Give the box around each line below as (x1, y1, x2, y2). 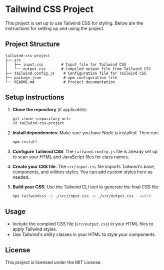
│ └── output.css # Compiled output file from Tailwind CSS (5, 66, 151, 71)
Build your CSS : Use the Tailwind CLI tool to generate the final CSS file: (12, 184, 160, 190)
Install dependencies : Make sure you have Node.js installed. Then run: (12, 130, 159, 136)
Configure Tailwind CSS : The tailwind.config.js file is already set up (12, 149, 158, 155)
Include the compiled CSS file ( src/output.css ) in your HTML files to (12, 220, 153, 226)
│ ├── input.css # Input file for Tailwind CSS (5, 62, 126, 67)
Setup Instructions (5, 93, 64, 102)
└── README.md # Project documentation (5, 79, 115, 85)
